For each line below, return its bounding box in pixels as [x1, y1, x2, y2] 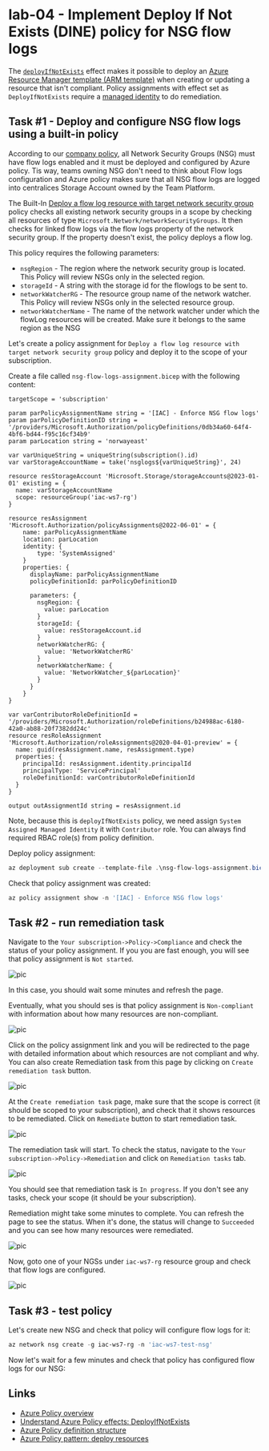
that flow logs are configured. [8, 1265, 106, 1275]
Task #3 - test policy [8, 1304, 113, 1317]
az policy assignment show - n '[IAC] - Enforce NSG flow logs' [8, 893, 224, 902]
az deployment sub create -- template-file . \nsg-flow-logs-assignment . [8, 864, 252, 872]
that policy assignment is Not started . [8, 954, 134, 964]
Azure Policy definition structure [19, 1425, 126, 1435]
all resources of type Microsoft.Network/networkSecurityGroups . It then [8, 215, 243, 225]
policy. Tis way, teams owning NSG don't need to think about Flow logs [8, 166, 243, 175]
